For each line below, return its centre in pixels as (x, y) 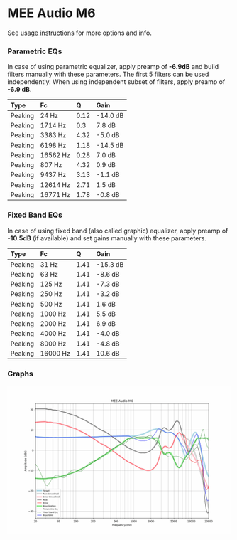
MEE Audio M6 (51, 13)
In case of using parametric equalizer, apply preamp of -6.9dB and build (113, 67)
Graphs (20, 374)
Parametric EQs (35, 51)
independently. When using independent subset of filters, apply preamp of (116, 82)
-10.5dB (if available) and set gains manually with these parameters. (107, 238)
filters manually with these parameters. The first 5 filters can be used (108, 74)
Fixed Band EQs (35, 215)
